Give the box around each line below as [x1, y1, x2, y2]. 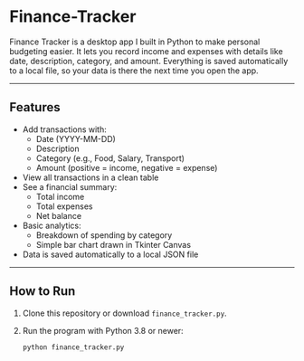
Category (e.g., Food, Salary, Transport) [35, 152, 185, 164]
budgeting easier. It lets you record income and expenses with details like [9, 45, 283, 56]
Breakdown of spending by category [35, 229, 173, 241]
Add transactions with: [22, 124, 107, 135]
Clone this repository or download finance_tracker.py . [22, 308, 228, 318]
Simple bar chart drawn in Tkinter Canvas [35, 239, 192, 250]
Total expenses [35, 201, 93, 212]
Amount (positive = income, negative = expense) [35, 162, 218, 173]
